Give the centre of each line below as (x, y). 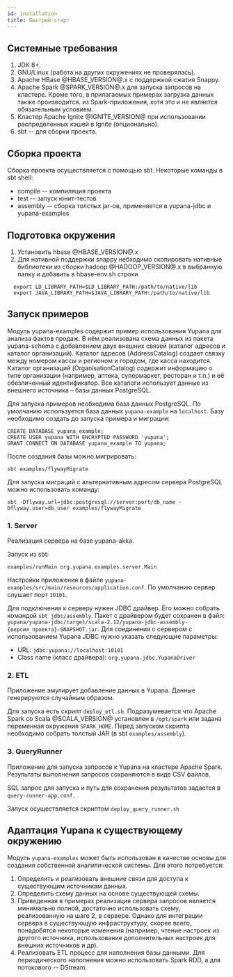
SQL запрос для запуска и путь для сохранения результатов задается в (114, 788)
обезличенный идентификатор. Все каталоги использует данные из (108, 383)
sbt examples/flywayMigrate (48, 469)
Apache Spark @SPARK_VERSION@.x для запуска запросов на (109, 87)
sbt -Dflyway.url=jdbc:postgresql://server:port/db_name (91, 502)
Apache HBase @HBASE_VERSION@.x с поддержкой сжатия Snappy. (119, 80)
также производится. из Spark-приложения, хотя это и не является (117, 102)
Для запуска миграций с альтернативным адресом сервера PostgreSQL (115, 482)
